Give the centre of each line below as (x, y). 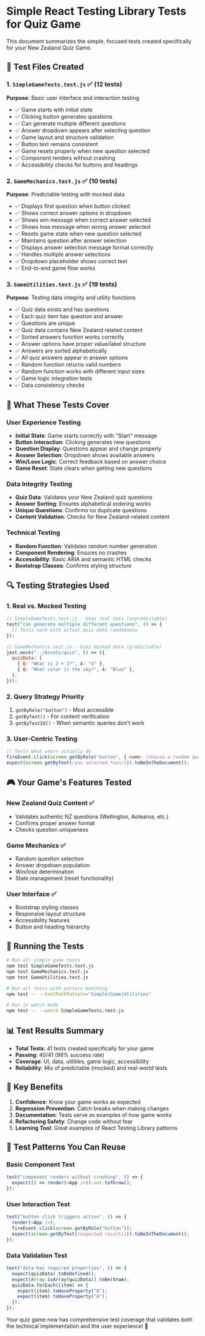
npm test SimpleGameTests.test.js (50, 966)
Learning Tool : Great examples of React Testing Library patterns (96, 1128)
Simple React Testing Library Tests (96, 11)
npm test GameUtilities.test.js (47, 977)
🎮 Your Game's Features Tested (69, 782)
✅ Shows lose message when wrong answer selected (83, 226)
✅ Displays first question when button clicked (72, 206)
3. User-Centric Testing (42, 739)
